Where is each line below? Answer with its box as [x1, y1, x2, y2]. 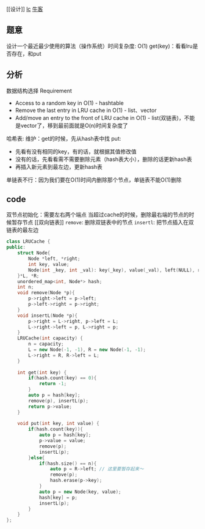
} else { [28, 454, 45, 461]
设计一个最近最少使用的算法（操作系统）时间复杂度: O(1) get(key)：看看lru [6, 42, 193, 50]
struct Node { [17, 250, 51, 256]
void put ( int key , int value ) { [17, 421, 99, 427]
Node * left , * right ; [28, 256, 81, 262]
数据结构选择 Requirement [6, 87, 72, 94]
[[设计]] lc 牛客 [6, 6, 43, 12]
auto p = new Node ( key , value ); [38, 489, 121, 495]
